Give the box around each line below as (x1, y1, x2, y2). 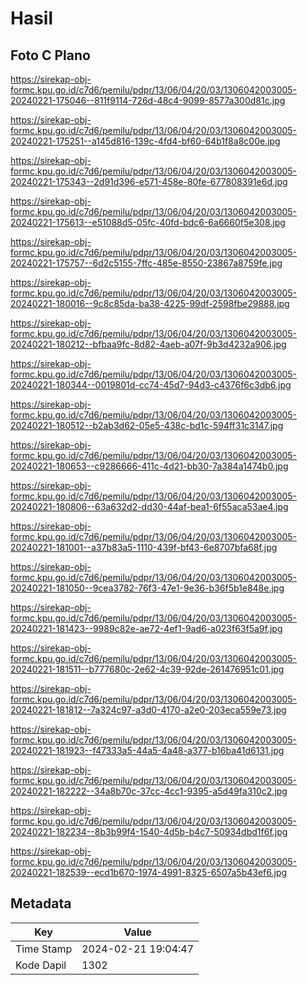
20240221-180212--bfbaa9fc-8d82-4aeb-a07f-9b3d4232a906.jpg (10, 338, 287, 350)
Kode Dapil (15, 958, 67, 972)
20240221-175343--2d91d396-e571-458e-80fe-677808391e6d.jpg (10, 176, 288, 187)
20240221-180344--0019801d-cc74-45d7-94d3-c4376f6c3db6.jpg (10, 379, 292, 391)
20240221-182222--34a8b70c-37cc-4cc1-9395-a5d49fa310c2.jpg (10, 785, 288, 797)
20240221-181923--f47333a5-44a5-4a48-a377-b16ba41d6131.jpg (10, 745, 285, 756)
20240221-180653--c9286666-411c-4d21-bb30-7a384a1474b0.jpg (10, 460, 289, 472)
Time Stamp (15, 942, 73, 956)
